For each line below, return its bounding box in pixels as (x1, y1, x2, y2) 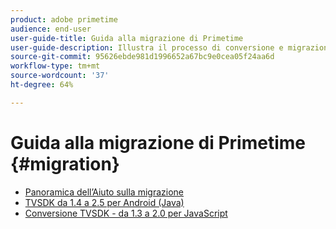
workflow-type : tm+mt (10, 61, 101, 71)
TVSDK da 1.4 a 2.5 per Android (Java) (24, 196, 185, 208)
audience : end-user (10, 24, 92, 34)
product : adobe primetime (10, 14, 118, 25)
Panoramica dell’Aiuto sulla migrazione (24, 186, 184, 198)
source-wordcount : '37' (10, 71, 110, 81)
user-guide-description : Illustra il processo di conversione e (10, 42, 284, 53)
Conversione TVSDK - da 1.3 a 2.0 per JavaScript (24, 207, 228, 219)
